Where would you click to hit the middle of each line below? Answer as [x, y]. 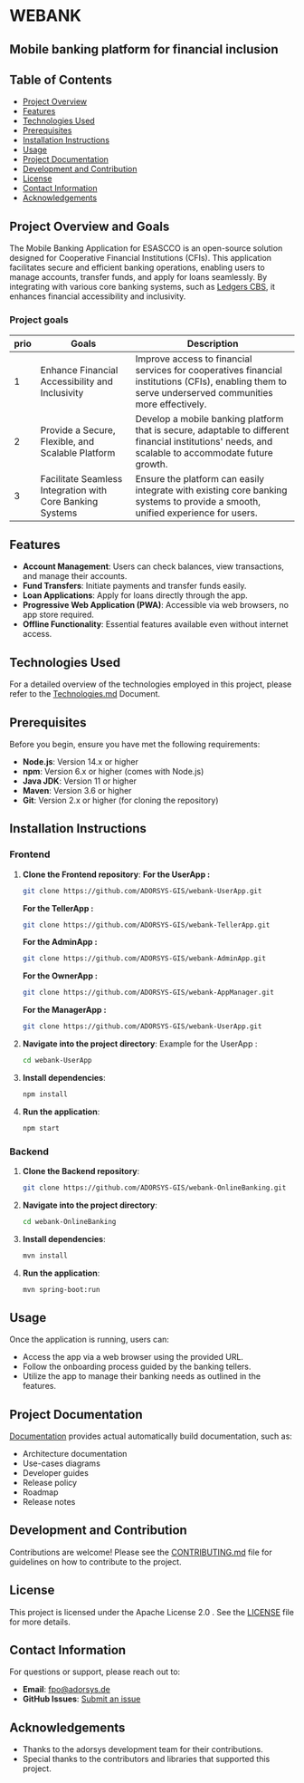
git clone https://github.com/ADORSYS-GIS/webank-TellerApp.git [146, 925]
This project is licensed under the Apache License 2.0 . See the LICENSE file [152, 1612]
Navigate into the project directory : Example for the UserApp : [140, 1044]
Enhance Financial [79, 370]
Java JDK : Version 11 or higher [80, 781]
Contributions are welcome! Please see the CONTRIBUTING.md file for [141, 1552]
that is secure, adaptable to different [212, 429]
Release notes [49, 1502]
